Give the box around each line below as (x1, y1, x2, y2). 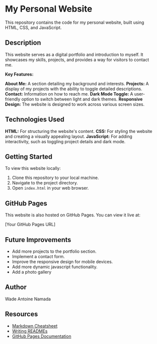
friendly (5, 96, 21, 102)
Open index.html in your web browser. (12, 185, 89, 191)
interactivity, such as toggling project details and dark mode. (5, 138, 126, 144)
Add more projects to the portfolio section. (12, 248, 97, 254)
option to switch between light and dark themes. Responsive (21, 96, 143, 102)
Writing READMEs (12, 328, 48, 334)
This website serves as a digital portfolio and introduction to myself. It (5, 51, 143, 57)
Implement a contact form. (12, 254, 65, 259)
